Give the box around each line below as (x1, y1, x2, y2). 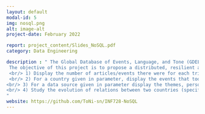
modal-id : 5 (6, 15, 37, 21)
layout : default (6, 8, 48, 15)
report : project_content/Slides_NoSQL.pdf (6, 42, 116, 49)
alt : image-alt (6, 25, 45, 32)
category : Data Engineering (6, 48, 78, 55)
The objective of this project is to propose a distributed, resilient (9, 64, 195, 70)
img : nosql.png (6, 20, 45, 26)
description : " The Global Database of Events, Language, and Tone (6, 59, 184, 65)
